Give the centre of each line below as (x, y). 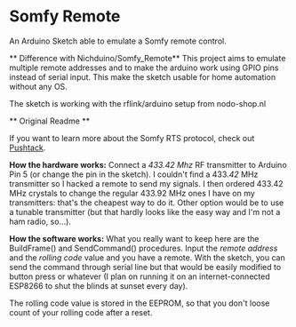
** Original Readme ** (50, 121)
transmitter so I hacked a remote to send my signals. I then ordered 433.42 (146, 183)
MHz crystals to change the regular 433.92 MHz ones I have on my (132, 193)
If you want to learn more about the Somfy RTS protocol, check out (132, 138)
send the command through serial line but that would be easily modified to (145, 267)
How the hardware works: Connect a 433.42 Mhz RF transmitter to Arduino (148, 164)
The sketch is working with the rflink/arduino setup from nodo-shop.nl (138, 103)
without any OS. (39, 86)
